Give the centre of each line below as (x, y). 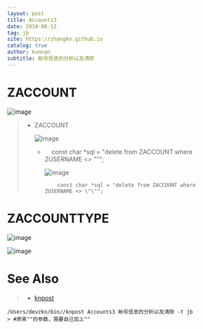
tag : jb (18, 33)
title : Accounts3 (32, 20)
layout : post (26, 13)
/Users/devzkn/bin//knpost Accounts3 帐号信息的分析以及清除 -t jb (100, 312)
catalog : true (28, 46)
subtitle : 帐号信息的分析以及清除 (51, 59)
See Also (33, 278)
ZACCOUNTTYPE (58, 218)
